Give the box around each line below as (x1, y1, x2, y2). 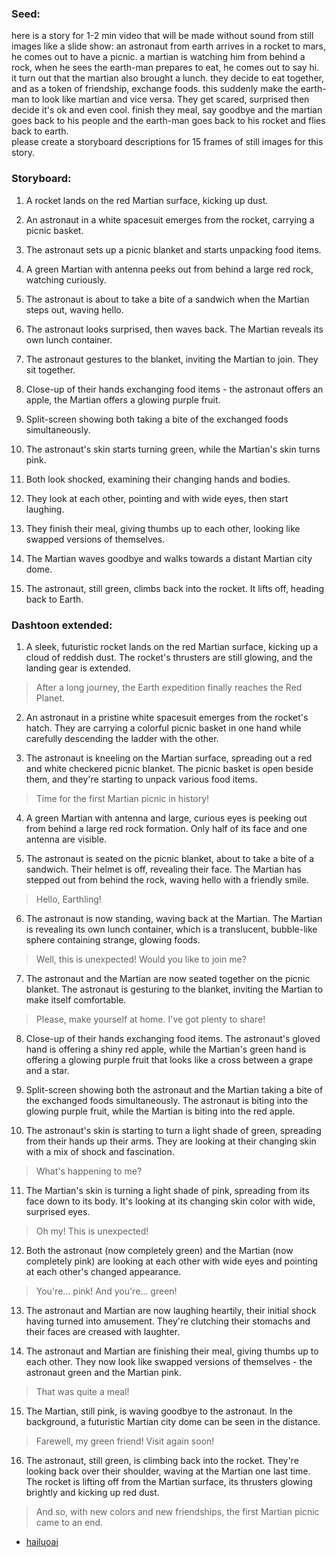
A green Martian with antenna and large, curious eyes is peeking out (25, 812, 308, 824)
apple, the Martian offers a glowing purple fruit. (25, 393, 221, 406)
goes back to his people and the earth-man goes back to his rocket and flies (11, 115, 326, 127)
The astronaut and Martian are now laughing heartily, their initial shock (25, 1304, 317, 1316)
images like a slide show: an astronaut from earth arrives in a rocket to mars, (11, 40, 326, 52)
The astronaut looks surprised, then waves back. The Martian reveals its (25, 323, 324, 335)
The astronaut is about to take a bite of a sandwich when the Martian (25, 293, 310, 305)
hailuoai (25, 1535, 59, 1547)
